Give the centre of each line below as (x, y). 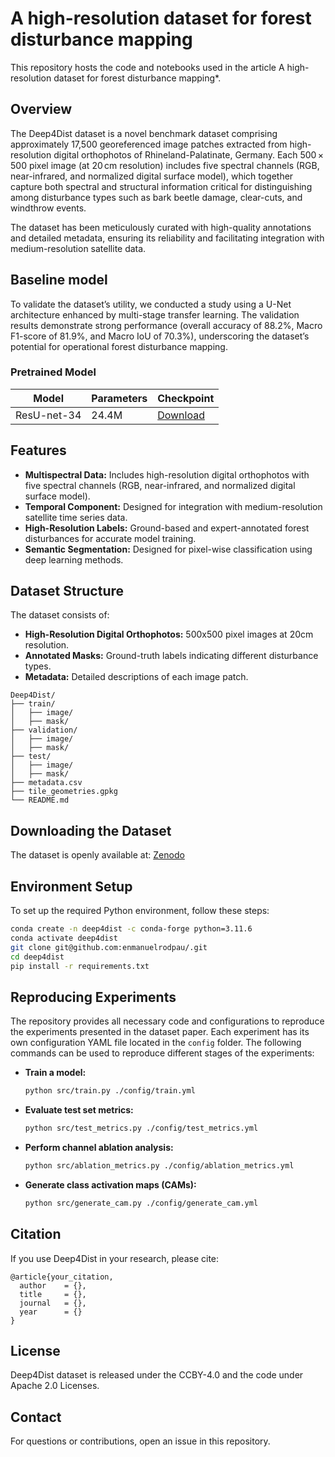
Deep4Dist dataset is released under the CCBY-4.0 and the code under (157, 1375)
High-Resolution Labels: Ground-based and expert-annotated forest (167, 528)
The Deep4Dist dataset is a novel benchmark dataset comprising (144, 133)
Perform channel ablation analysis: (99, 1148)
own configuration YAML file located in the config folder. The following (156, 1043)
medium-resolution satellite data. (78, 248)
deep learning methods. (74, 559)
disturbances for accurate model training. (110, 538)
